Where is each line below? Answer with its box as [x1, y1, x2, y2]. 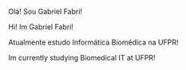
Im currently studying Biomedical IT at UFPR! [8, 53, 156, 62]
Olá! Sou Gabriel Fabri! [8, 7, 82, 16]
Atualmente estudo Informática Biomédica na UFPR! [8, 37, 179, 47]
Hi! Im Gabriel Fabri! [8, 22, 74, 31]
